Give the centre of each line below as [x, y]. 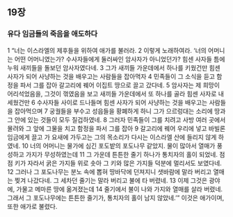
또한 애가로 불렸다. [32, 206]
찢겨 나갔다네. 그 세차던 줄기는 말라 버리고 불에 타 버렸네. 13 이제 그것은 [111, 180]
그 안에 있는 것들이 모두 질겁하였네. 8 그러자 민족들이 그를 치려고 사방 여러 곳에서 [116, 119]
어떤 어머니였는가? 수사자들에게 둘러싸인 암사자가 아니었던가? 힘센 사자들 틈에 [120, 59]
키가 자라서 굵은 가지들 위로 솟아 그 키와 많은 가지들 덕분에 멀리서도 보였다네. [118, 163]
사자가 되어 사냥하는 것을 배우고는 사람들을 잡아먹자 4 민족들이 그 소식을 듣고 [111, 76]
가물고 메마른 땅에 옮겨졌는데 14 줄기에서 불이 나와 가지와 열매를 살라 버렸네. [120, 189]
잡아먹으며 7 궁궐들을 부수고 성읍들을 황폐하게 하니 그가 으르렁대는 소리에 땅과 [120, 111]
